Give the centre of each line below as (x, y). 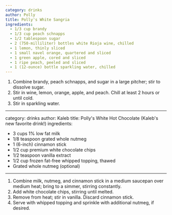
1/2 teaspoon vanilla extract (42, 155)
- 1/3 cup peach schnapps (38, 34)
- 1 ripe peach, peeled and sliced (48, 62)
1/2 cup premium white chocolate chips (54, 150)
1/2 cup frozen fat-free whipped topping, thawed (64, 161)
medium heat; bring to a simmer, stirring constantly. (67, 186)
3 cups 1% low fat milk (36, 134)
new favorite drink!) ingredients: (39, 124)
